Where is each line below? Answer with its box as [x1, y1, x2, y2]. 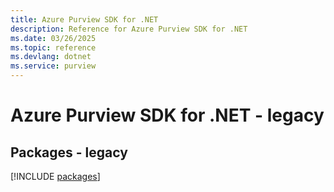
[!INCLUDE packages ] [10, 171, 101, 182]
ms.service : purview [10, 61, 97, 71]
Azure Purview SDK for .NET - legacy [10, 104, 325, 127]
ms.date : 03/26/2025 [10, 33, 97, 43]
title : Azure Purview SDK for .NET [10, 14, 159, 25]
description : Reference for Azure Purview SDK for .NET [10, 24, 248, 34]
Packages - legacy [10, 144, 128, 161]
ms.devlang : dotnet [10, 52, 92, 62]
